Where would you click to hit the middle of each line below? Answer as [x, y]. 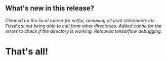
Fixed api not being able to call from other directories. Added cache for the [83, 26]
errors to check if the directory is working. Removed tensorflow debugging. [84, 31]
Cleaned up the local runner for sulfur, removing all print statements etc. [81, 20]
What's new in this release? [50, 8]
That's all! [27, 51]
